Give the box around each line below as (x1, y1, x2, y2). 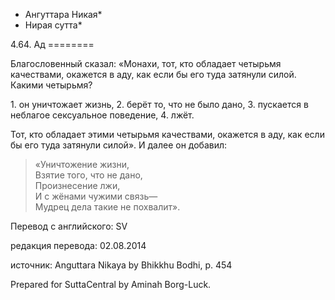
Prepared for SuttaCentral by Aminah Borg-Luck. (10, 279, 212, 290)
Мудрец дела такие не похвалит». (34, 201, 181, 213)
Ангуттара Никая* (24, 9, 103, 20)
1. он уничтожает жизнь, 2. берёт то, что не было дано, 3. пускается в (10, 99, 309, 110)
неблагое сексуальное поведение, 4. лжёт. (10, 109, 195, 121)
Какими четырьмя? (10, 79, 93, 91)
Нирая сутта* (24, 19, 83, 31)
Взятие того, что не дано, (34, 169, 143, 181)
